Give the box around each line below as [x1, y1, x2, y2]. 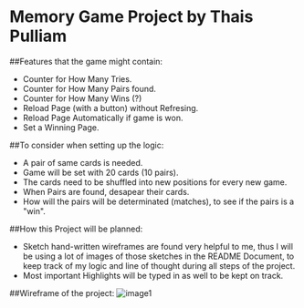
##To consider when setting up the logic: [9, 139, 164, 150]
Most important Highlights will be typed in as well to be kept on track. [22, 270, 284, 281]
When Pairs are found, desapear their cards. [22, 186, 190, 197]
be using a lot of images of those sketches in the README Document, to [22, 251, 295, 262]
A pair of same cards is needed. [22, 157, 143, 168]
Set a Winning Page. [22, 121, 100, 133]
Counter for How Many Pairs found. [22, 83, 157, 94]
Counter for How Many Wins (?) [22, 93, 142, 104]
